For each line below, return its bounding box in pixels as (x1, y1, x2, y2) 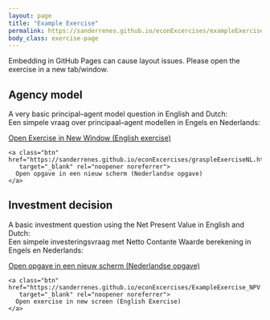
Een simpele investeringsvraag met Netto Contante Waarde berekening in (8, 237, 252, 246)
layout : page (8, 11, 52, 20)
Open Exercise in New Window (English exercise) (8, 133, 171, 143)
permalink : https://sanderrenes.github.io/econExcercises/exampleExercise (8, 26, 264, 34)
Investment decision (8, 198, 113, 213)
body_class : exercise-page (8, 34, 99, 43)
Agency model (8, 87, 83, 101)
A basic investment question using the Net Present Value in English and (8, 220, 245, 229)
